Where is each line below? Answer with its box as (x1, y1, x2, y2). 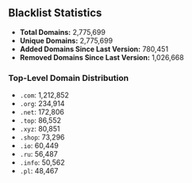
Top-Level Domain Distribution (8, 72, 129, 83)
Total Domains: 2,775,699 (19, 27, 106, 36)
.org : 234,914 (19, 99, 65, 109)
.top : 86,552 (19, 116, 62, 125)
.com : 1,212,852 (19, 90, 70, 100)
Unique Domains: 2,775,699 (19, 36, 113, 45)
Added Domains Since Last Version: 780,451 (19, 44, 169, 54)
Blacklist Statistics (8, 6, 102, 20)
